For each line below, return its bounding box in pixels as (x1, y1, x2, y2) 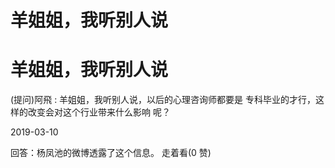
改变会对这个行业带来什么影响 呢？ (27, 106, 171, 118)
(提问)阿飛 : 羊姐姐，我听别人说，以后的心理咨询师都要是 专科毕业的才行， (10, 94, 317, 106)
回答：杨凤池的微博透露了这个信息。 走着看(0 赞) (10, 147, 212, 159)
